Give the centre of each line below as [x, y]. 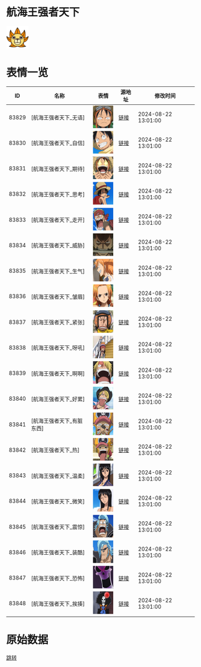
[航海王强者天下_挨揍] [58, 603]
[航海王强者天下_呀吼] [58, 348]
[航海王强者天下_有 [54, 421]
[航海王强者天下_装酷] [58, 552]
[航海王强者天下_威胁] [58, 245]
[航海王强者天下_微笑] [58, 501]
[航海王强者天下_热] [55, 450]
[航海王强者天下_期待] [58, 169]
